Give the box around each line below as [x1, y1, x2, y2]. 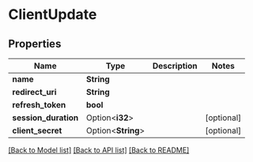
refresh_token [12, 100, 66, 110]
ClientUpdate [8, 6, 97, 24]
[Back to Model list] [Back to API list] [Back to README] [8, 145, 190, 155]
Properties [8, 37, 62, 51]
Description [153, 61, 198, 71]
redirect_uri [12, 87, 57, 97]
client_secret [12, 125, 62, 136]
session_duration [12, 112, 79, 123]
